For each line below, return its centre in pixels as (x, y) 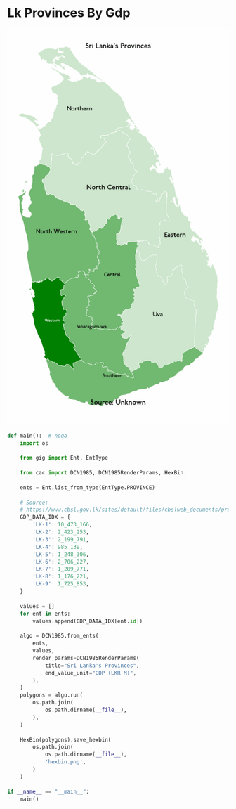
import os (34, 443)
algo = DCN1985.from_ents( (59, 636)
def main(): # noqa (38, 436)
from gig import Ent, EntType (64, 458)
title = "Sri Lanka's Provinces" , (92, 666)
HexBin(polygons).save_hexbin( (66, 739)
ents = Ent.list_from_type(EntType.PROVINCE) (88, 487)
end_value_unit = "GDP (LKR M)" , (91, 673)
